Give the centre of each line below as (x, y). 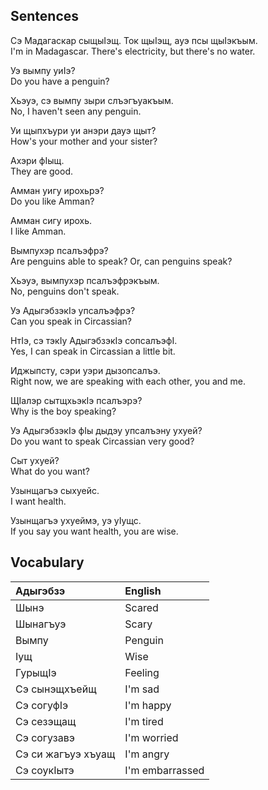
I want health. (38, 501)
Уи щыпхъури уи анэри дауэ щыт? (83, 130)
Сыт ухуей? (35, 460)
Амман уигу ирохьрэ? (57, 190)
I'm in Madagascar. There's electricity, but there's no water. (133, 51)
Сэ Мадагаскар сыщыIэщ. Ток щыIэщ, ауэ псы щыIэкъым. (134, 40)
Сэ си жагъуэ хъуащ (65, 754)
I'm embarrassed (164, 770)
